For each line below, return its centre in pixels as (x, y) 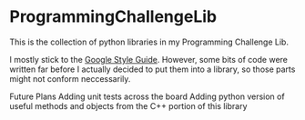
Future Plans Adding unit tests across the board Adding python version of (147, 96)
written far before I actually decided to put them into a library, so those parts (152, 69)
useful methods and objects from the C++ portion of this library (128, 105)
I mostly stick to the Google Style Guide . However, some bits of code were (149, 59)
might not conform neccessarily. (70, 78)
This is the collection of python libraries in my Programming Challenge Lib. (149, 42)
